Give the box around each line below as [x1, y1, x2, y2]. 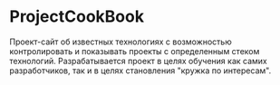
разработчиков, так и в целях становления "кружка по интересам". [9, 65, 272, 76]
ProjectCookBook [9, 6, 145, 27]
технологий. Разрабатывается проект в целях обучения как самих [9, 55, 267, 66]
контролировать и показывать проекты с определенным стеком [9, 45, 260, 56]
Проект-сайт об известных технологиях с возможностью [9, 36, 233, 47]
